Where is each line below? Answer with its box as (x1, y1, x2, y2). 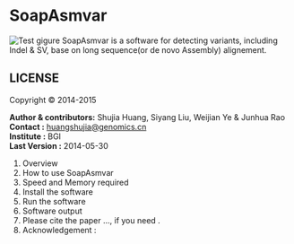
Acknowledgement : (22, 224, 97, 235)
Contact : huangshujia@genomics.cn (9, 121, 147, 132)
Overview (22, 158, 58, 169)
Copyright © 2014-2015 (9, 94, 97, 105)
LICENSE (9, 71, 60, 86)
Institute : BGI (9, 131, 61, 142)
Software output (22, 205, 82, 216)
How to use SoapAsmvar (22, 167, 114, 178)
